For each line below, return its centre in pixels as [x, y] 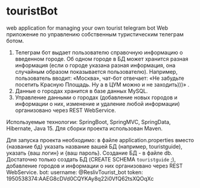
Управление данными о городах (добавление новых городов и [96, 97]
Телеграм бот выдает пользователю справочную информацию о [99, 52]
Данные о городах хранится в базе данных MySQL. [81, 91]
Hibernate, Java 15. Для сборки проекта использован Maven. [85, 128]
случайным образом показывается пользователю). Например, [96, 71]
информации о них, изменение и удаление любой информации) [97, 103]
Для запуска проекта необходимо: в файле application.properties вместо [100, 140]
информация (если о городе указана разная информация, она [95, 65]
